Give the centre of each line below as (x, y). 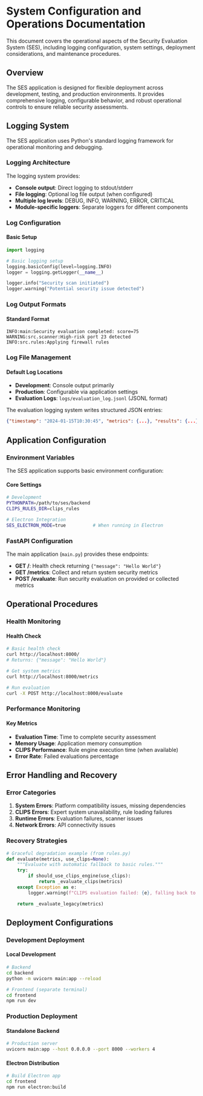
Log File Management (39, 357)
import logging (25, 250)
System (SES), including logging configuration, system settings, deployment (101, 47)
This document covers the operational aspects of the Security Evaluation (97, 41)
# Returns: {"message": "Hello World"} (56, 660)
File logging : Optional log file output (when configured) (84, 194)
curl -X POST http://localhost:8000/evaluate (64, 693)
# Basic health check (34, 649)
